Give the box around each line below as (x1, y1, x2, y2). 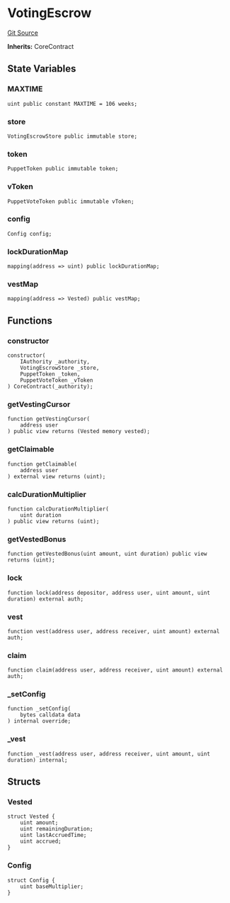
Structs (7, 776, 41, 788)
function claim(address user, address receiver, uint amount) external (7, 667, 223, 674)
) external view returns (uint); (7, 473, 106, 480)
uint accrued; (20, 838, 62, 845)
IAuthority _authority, (20, 359, 91, 366)
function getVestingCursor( (7, 415, 91, 423)
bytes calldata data (20, 711, 81, 718)
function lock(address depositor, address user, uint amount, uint (7, 589, 211, 596)
